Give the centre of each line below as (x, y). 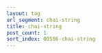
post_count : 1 (27, 33)
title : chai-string (34, 26)
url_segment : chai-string (43, 20)
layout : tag (23, 13)
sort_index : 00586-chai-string (51, 39)
